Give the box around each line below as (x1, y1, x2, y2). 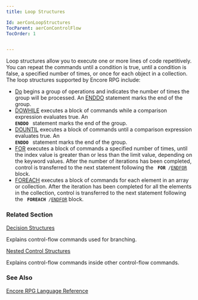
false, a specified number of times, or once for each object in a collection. (6, 70, 188, 78)
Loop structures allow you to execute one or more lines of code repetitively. (6, 57, 192, 64)
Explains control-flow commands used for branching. (6, 236, 137, 243)
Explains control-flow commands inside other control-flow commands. (6, 259, 180, 266)
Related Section (6, 211, 53, 219)
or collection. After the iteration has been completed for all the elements (14, 183, 192, 190)
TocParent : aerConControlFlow (6, 25, 82, 31)
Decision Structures (6, 224, 55, 231)
